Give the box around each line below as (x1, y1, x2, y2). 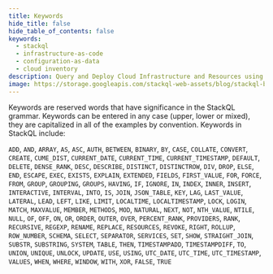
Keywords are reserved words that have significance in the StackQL (8, 102, 236, 112)
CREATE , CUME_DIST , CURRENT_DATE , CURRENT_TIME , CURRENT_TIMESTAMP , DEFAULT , (8, 152, 260, 163)
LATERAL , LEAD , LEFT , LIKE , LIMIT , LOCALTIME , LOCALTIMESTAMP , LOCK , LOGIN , (8, 196, 247, 206)
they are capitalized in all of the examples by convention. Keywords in (8, 120, 242, 129)
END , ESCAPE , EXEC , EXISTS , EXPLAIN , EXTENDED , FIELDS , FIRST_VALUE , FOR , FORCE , (8, 170, 262, 180)
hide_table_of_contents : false (8, 27, 115, 35)
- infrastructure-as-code (15, 50, 104, 58)
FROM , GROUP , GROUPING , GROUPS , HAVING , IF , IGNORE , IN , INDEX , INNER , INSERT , (8, 178, 252, 188)
